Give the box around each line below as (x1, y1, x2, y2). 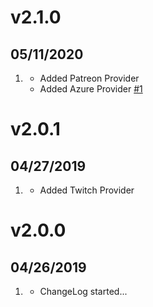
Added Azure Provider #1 (39, 83, 143, 95)
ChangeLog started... (39, 286, 128, 297)
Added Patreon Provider (39, 72, 140, 84)
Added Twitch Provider (39, 184, 135, 196)
